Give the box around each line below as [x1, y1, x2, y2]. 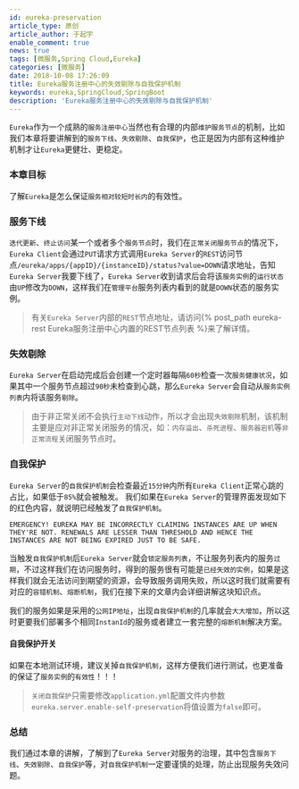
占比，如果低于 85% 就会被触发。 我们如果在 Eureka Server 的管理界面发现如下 [9, 491, 287, 501]
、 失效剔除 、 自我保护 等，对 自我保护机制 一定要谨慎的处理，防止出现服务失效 [15, 759, 281, 769]
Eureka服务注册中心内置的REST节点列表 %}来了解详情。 [47, 323, 255, 333]
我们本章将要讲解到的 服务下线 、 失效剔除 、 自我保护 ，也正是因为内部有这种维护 [9, 133, 285, 144]
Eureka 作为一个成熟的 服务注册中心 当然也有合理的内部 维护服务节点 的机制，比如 [9, 122, 286, 132]
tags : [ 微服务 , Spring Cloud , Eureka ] [9, 55, 142, 63]
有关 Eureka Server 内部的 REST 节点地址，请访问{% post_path [30, 312, 252, 323]
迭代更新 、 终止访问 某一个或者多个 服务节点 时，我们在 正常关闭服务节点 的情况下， [9, 237, 283, 248]
